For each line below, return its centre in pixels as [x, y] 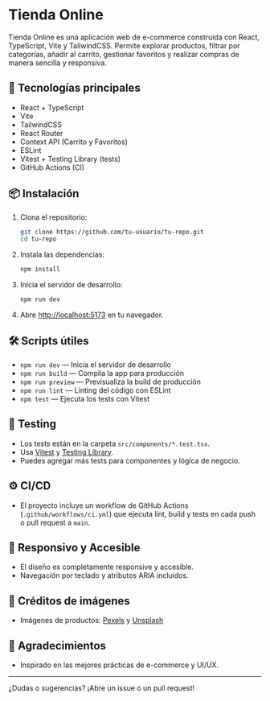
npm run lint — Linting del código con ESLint [95, 390]
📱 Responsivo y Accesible [74, 548]
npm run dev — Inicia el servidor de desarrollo [95, 365]
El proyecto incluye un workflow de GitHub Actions [104, 505]
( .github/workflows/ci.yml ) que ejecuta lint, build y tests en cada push [137, 513]
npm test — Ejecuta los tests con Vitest [85, 398]
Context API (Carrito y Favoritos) [74, 142]
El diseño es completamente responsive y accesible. [107, 567]
